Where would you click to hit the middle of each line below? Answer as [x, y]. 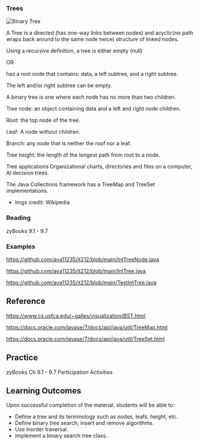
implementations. [27, 191]
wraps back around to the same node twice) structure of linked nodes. [93, 39]
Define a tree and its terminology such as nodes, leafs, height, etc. [96, 417]
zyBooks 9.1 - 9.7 [27, 231]
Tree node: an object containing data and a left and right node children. [94, 109]
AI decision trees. [28, 173]
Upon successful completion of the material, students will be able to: [90, 405]
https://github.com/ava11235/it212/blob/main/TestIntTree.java [81, 283]
